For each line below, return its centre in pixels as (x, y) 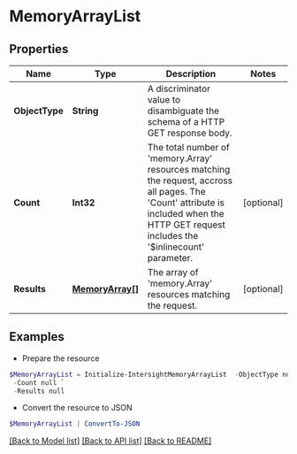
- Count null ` (39, 382)
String (85, 111)
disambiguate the (183, 111)
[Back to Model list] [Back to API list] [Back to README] (110, 441)
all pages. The (176, 192)
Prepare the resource (61, 358)
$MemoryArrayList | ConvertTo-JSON (75, 424)
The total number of (188, 147)
